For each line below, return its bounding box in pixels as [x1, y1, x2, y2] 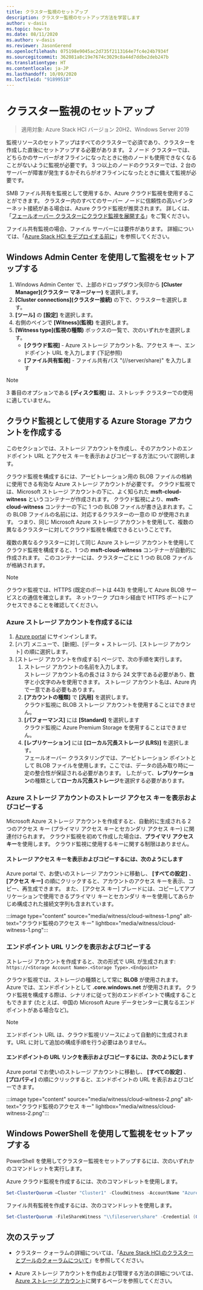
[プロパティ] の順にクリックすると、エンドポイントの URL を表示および [6, 1075, 184, 1083]
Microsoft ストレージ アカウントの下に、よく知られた [16, 488, 149, 495]
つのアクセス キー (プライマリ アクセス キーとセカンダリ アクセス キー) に [6, 825, 189, 832]
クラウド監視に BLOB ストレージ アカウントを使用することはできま [24, 701, 191, 708]
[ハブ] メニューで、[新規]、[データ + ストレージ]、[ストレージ [14, 640, 169, 647]
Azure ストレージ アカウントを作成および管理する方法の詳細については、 [14, 1269, 197, 1277]
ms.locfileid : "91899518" [6, 76, 71, 83]
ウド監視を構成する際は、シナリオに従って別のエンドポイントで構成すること [6, 991, 197, 998]
